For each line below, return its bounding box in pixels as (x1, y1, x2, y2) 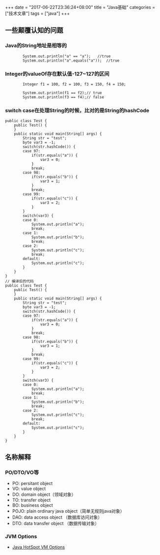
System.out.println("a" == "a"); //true (23, 54, 111, 59)
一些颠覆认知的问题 (5, 26, 63, 34)
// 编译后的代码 (5, 279, 34, 284)
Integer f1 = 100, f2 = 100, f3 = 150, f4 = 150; (23, 82, 126, 87)
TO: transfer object (12, 497, 51, 503)
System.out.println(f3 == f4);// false (23, 95, 105, 99)
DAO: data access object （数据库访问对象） (12, 514, 102, 520)
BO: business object (12, 502, 53, 508)
